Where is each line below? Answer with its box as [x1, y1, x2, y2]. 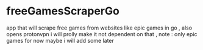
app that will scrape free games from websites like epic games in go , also [6, 24, 193, 31]
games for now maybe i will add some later [6, 37, 115, 44]
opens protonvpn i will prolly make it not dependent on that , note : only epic [6, 30, 198, 37]
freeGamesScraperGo [6, 4, 120, 18]
